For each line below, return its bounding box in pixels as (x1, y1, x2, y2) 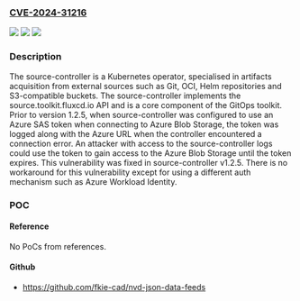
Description (9, 50, 62, 63)
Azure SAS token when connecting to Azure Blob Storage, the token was (9, 119, 279, 130)
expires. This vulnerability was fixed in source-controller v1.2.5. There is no (9, 157, 288, 168)
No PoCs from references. (9, 241, 106, 251)
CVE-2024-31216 (9, 6, 87, 19)
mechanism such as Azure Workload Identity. (9, 176, 177, 187)
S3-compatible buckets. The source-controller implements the (9, 90, 241, 101)
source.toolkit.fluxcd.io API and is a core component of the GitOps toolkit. (9, 99, 282, 110)
